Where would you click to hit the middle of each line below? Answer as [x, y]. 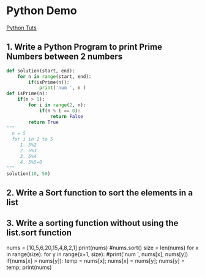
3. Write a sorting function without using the [92, 223]
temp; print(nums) [29, 267]
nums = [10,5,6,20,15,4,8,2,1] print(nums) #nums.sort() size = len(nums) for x [102, 248]
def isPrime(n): [27, 94]
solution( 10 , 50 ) [28, 174]
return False [67, 116]
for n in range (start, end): [54, 76]
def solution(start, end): [41, 71]
